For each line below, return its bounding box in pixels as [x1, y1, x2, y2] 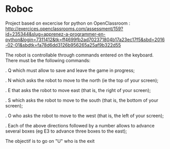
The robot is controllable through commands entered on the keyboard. [5, 52, 154, 58]
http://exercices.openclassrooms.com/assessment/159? [5, 25, 123, 31]
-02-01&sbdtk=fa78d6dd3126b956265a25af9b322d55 [5, 42, 121, 48]
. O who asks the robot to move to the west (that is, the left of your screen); [5, 113, 164, 119]
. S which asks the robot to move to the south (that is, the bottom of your [5, 97, 159, 103]
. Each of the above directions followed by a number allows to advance [5, 122, 155, 128]
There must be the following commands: [5, 57, 91, 63]
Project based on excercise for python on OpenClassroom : [5, 20, 131, 26]
